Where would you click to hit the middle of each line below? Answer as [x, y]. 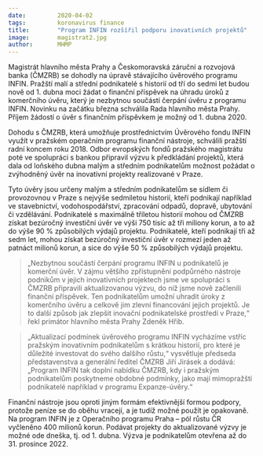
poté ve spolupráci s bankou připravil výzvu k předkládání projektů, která [126, 157]
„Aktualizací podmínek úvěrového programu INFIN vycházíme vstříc [137, 337]
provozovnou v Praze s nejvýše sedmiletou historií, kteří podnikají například [130, 198]
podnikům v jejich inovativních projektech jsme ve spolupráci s [129, 280]
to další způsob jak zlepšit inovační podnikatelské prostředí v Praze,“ [138, 313]
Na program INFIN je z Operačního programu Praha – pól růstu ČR [115, 419]
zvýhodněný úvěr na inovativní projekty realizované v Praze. [106, 175]
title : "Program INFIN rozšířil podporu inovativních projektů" [128, 30]
